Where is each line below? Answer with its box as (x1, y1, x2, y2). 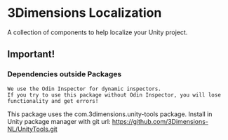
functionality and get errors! (7, 97, 99, 104)
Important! (7, 48, 55, 60)
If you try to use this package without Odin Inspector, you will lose (7, 91, 221, 99)
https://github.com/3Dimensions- (112, 117, 209, 125)
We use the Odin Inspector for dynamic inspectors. (7, 85, 161, 92)
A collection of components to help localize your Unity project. (7, 28, 188, 36)
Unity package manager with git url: (7, 117, 111, 125)
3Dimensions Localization (7, 5, 162, 21)
